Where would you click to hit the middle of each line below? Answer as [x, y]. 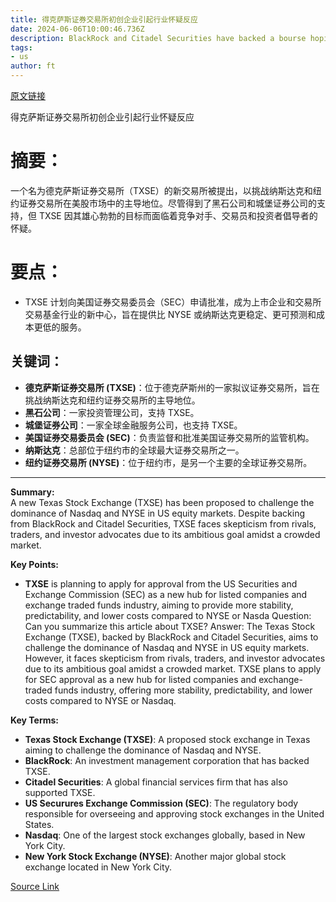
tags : [21, 47]
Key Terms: [35, 720]
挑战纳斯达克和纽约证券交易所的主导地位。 [112, 400]
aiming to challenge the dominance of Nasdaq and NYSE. [143, 750]
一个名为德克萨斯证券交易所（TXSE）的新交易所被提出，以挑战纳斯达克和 [161, 190]
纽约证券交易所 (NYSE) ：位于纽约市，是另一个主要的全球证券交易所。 [168, 462]
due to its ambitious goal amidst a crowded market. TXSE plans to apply [173, 668]
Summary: [32, 492]
